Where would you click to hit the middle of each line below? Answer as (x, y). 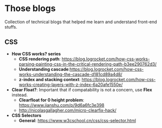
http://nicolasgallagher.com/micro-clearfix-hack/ (68, 110)
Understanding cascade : (44, 69)
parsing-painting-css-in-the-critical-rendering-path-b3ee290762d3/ (88, 64)
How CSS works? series (36, 54)
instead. (20, 95)
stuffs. (11, 27)
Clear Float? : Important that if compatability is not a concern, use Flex (82, 89)
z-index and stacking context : (50, 79)
